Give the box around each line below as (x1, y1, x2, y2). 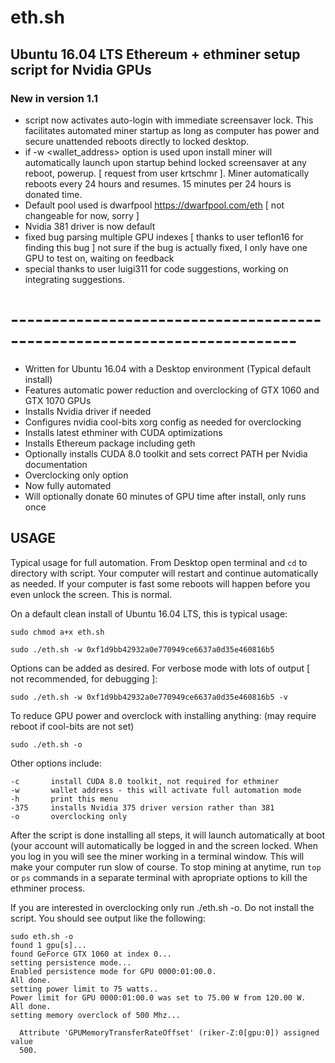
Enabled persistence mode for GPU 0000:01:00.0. (10, 966, 217, 976)
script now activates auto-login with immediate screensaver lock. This (24, 114, 314, 126)
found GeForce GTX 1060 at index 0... (10, 949, 172, 959)
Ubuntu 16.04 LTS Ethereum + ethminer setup (10, 46, 301, 63)
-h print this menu (10, 794, 118, 804)
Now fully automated (24, 479, 112, 491)
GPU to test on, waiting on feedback (24, 252, 175, 264)
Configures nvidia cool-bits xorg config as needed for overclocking (24, 416, 302, 428)
